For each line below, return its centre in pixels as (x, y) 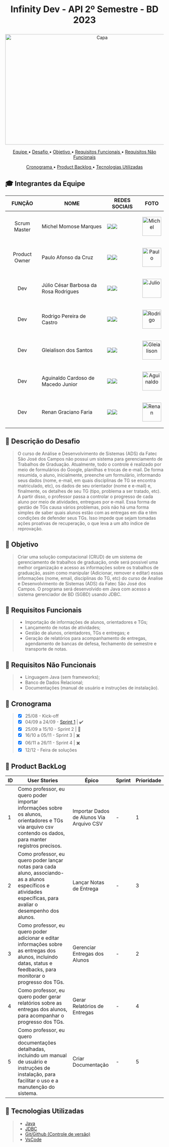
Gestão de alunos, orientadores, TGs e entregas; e (77, 633)
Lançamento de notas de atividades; (63, 628)
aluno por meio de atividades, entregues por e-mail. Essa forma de (87, 502)
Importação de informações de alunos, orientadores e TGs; (86, 622)
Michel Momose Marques (72, 227)
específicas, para (38, 899)
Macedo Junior (60, 384)
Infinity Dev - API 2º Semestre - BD (84, 9)
